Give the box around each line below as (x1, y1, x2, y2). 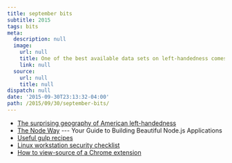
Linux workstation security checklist (17, 141, 120, 149)
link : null (19, 61, 51, 68)
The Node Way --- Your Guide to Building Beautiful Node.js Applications (17, 126, 222, 135)
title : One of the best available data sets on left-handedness (19, 55, 209, 62)
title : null (19, 81, 54, 88)
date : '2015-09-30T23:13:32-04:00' (7, 94, 110, 101)
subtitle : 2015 (7, 17, 51, 23)
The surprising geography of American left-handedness (17, 119, 177, 127)
